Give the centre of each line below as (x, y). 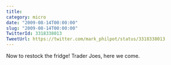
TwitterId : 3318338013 (34, 34)
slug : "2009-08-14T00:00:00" (42, 28)
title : (14, 12)
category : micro (26, 17)
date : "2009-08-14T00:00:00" (42, 22)
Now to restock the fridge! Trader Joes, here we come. (73, 56)
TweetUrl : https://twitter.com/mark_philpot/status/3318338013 (86, 39)
